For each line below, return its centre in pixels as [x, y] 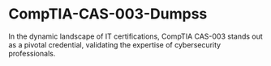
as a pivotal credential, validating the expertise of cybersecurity [115, 44]
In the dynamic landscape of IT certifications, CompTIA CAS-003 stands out [136, 36]
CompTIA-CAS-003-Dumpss [108, 14]
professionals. [32, 53]
